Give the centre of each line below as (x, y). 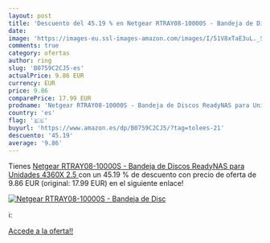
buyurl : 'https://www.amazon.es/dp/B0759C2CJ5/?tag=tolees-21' (117, 128)
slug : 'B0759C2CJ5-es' (46, 68)
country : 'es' (32, 113)
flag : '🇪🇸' (28, 121)
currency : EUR (32, 83)
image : (19, 38)
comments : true (34, 46)
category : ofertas (39, 53)
